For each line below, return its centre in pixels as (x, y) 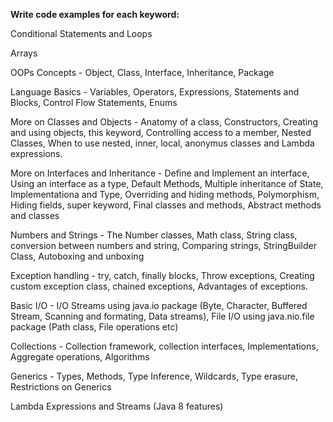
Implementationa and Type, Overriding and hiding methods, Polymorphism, (165, 194)
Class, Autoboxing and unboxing (77, 256)
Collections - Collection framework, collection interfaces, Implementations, (164, 346)
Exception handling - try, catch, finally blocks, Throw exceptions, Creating (162, 275)
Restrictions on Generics (61, 387)
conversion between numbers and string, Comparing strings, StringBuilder (163, 245)
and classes (35, 215)
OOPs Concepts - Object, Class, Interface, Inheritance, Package (142, 72)
